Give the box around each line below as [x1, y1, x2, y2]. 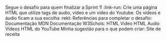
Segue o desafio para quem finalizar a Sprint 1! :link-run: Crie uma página [5, 5, 157, 10]
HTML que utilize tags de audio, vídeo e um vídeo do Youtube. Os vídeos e [5, 10, 160, 16]
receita [5, 31, 20, 37]
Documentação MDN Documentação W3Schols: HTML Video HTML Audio [5, 20, 160, 26]
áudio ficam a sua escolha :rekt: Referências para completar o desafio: [5, 15, 152, 21]
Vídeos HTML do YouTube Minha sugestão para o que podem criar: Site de [5, 26, 161, 32]
